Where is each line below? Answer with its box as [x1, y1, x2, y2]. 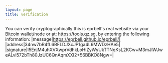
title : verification [5, 12, 49, 17]
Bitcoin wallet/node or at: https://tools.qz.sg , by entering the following [5, 31, 149, 37]
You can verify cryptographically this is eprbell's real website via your [5, 25, 149, 31]
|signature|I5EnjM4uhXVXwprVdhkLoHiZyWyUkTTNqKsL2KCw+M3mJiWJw [5, 47, 163, 53]
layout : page [5, 7, 33, 12]
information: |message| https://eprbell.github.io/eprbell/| [5, 36, 121, 42]
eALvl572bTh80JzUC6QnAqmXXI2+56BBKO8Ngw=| [5, 52, 114, 58]
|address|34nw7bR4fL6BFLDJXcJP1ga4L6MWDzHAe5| [5, 41, 120, 47]
